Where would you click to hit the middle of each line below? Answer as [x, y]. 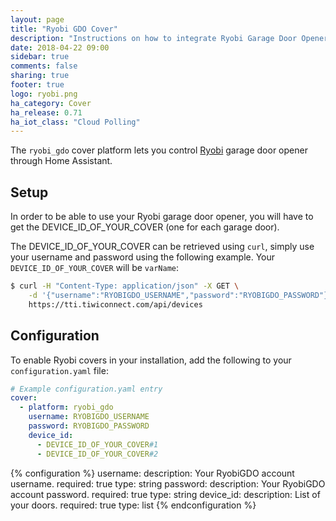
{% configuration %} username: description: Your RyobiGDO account [152, 473]
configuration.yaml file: [59, 370]
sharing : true [40, 76]
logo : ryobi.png [44, 94]
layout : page [37, 19]
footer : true [37, 85]
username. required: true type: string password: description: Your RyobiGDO [168, 483]
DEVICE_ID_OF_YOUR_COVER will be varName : [95, 268]
